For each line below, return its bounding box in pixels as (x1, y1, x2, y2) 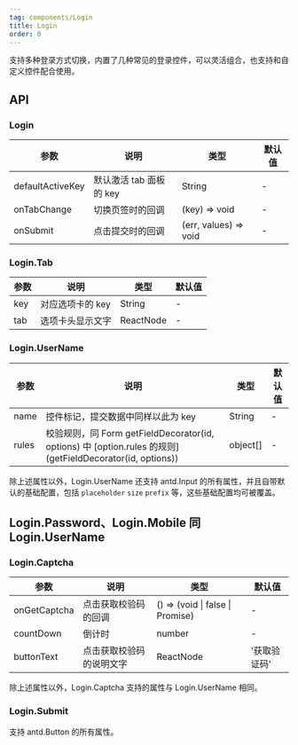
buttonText (13, 651, 59, 663)
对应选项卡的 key (40, 298, 111, 310)
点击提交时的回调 (93, 225, 166, 238)
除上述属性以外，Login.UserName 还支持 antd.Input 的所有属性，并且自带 (9, 475, 278, 486)
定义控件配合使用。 (9, 66, 80, 76)
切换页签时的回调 (93, 204, 166, 216)
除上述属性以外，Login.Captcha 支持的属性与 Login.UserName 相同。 (9, 682, 263, 693)
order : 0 (9, 29, 42, 38)
